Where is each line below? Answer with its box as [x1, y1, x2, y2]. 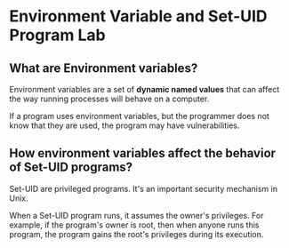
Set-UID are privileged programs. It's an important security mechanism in [9, 183, 278, 194]
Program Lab [9, 25, 106, 45]
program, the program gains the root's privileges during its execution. [9, 228, 264, 239]
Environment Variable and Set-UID [9, 6, 269, 27]
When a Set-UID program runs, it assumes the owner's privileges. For [9, 210, 264, 220]
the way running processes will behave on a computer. [9, 93, 210, 104]
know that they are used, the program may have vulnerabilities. [9, 120, 240, 131]
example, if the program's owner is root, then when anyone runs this [9, 220, 260, 230]
